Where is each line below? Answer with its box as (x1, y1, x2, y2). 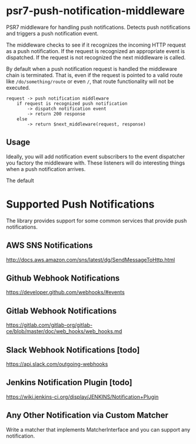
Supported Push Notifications (6, 198, 155, 211)
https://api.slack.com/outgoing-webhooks (6, 360, 108, 367)
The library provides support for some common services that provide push (6, 217, 187, 224)
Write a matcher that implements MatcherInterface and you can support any (6, 426, 191, 433)
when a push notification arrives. (6, 165, 86, 172)
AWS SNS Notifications (6, 241, 93, 251)
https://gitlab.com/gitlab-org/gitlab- (6, 321, 93, 328)
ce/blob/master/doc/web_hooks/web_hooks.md (6, 328, 122, 335)
